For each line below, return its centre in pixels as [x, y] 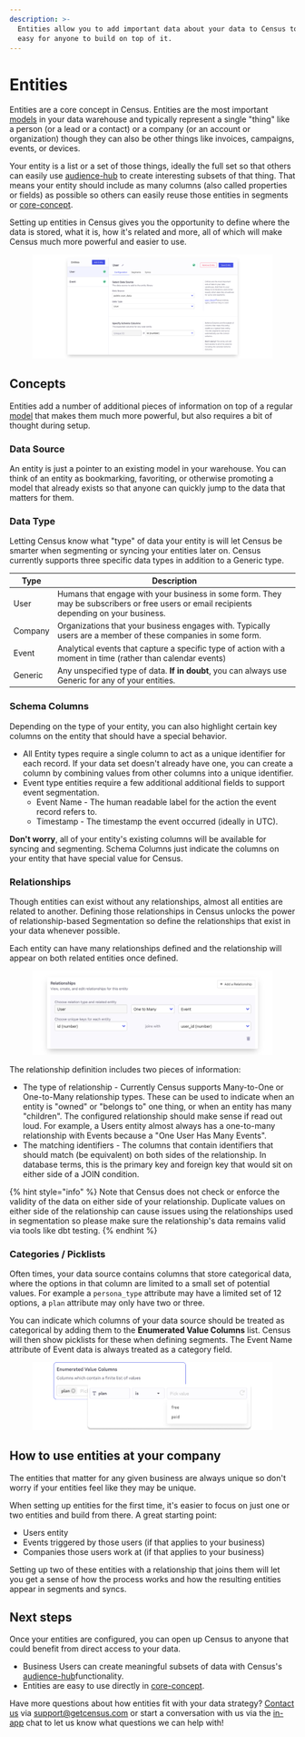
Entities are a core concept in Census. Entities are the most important [139, 110]
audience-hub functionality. [73, 1676]
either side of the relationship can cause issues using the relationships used [151, 1211]
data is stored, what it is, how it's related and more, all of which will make [146, 232]
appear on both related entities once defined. [94, 958]
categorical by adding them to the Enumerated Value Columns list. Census [150, 1330]
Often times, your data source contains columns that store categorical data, [151, 1274]
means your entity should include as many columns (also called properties [148, 186]
